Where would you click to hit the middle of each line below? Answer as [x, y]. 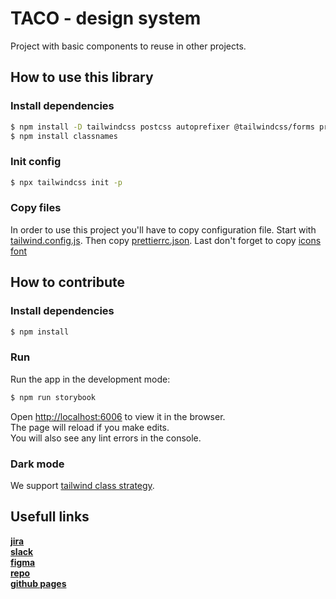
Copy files [36, 208]
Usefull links [50, 517]
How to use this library [82, 77]
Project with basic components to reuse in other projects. [128, 46]
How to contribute [68, 282]
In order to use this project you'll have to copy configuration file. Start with [163, 229]
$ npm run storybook [53, 397]
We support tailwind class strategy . [82, 485]
